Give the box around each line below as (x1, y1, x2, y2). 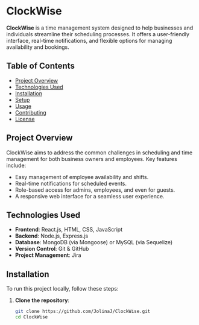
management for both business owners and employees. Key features (6, 155, 178, 162)
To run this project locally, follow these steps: (6, 285, 119, 292)
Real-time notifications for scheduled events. (14, 180, 127, 187)
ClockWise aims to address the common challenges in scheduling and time (6, 149, 193, 156)
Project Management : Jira (14, 251, 81, 259)
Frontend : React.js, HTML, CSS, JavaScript (14, 226, 122, 233)
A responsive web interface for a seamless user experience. (14, 192, 165, 200)
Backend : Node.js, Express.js (14, 232, 89, 239)
